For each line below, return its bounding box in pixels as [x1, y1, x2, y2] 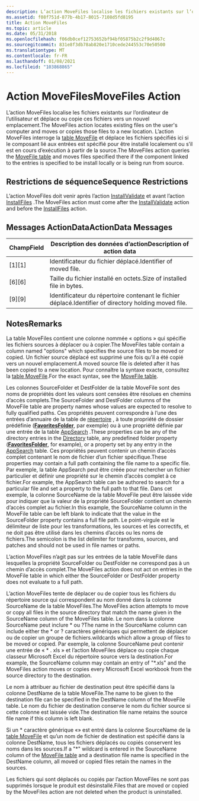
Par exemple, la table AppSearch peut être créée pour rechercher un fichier [6, 466, 191, 473]
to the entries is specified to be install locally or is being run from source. [6, 160, 184, 167]
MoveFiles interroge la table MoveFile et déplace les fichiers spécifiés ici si [6, 134, 189, 141]
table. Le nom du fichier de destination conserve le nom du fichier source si [6, 702, 191, 709]
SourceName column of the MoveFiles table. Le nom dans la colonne [6, 615, 175, 622]
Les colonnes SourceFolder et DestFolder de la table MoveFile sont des [6, 384, 181, 391]
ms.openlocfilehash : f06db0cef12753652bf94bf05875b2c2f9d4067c [6, 36, 166, 42]
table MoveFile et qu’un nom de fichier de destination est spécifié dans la [6, 732, 185, 739]
